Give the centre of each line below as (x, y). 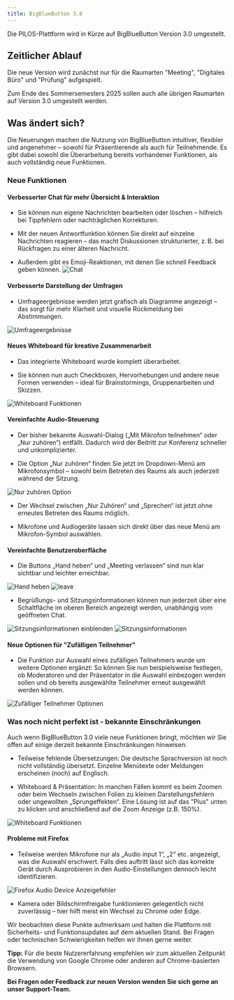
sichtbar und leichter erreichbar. (64, 573)
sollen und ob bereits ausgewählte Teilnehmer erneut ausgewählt (111, 683)
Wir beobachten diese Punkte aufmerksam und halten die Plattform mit (109, 924)
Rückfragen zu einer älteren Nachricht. (73, 249)
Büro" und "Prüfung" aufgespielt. (55, 80)
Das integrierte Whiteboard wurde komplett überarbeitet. (99, 361)
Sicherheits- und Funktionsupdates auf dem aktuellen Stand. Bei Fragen (111, 932)
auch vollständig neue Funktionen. (57, 163)
